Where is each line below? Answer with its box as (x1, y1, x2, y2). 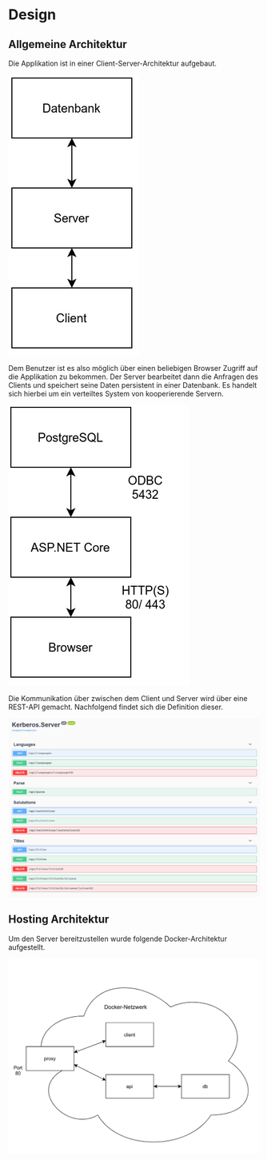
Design (8, 6, 57, 24)
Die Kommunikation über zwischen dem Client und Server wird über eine (8, 694, 248, 703)
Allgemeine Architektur (8, 38, 128, 51)
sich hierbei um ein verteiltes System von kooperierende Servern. (8, 389, 224, 398)
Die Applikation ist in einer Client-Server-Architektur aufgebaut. (8, 58, 217, 68)
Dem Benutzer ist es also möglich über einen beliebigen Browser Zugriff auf (8, 364, 258, 373)
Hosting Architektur (8, 913, 110, 927)
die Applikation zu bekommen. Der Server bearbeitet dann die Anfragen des (8, 372, 258, 381)
